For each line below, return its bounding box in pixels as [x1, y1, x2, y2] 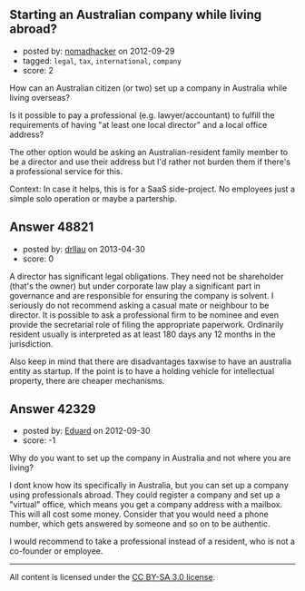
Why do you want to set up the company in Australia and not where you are [9, 453, 291, 464]
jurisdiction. [9, 338, 54, 349]
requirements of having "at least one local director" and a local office [9, 119, 268, 130]
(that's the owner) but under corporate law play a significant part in [9, 281, 261, 291]
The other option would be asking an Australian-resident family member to [9, 146, 289, 157]
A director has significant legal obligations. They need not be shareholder [9, 271, 284, 281]
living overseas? [9, 92, 71, 103]
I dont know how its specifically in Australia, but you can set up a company [9, 480, 289, 491]
